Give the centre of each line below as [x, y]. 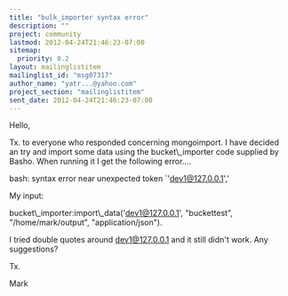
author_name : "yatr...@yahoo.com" [73, 84]
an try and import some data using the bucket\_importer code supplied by [144, 152]
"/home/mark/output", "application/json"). [86, 222]
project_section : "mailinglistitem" [77, 92]
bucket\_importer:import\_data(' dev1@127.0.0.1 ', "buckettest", [121, 213]
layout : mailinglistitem [55, 68]
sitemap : [25, 51]
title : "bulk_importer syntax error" [79, 17]
